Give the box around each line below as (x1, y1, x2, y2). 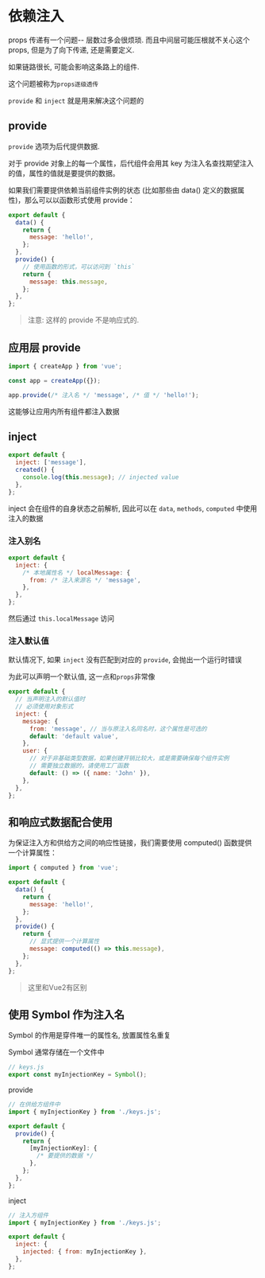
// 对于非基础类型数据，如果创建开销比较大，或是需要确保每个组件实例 (29, 754, 229, 762)
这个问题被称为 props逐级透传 (8, 79, 99, 88)
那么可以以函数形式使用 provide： (25, 195, 135, 205)
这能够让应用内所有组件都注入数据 (8, 407, 120, 416)
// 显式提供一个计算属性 (29, 937, 100, 945)
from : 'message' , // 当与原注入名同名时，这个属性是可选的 (29, 725, 208, 733)
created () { (15, 466, 56, 474)
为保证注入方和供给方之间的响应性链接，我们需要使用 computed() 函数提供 (8, 838, 252, 847)
